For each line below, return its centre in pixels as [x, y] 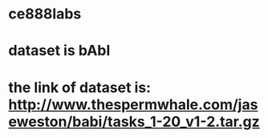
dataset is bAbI [59, 51]
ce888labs [45, 14]
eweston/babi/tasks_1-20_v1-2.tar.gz [134, 122]
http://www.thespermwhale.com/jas [133, 104]
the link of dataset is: [79, 87]
